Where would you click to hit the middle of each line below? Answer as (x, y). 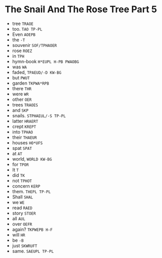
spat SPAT (22, 148)
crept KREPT (24, 126)
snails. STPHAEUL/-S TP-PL (39, 115)
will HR (19, 235)
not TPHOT (22, 180)
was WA (19, 67)
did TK (18, 175)
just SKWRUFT (25, 245)
